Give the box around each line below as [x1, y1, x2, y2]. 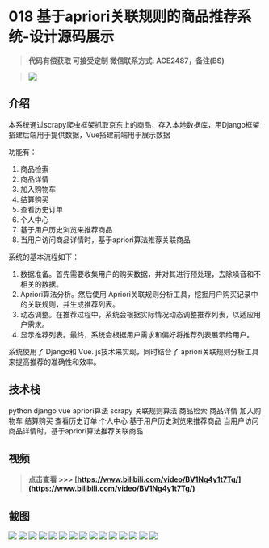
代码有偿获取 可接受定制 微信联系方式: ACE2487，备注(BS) [27, 56, 225, 65]
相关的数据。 [19, 279, 63, 289]
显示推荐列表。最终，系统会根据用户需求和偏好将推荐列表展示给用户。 [19, 329, 254, 339]
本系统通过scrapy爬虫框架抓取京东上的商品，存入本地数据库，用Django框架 [8, 119, 260, 129]
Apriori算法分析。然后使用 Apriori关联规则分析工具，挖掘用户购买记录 [19, 289, 252, 299]
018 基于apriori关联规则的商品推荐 [8, 7, 238, 26]
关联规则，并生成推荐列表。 [27, 299, 120, 309]
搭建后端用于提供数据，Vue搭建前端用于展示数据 [8, 130, 171, 140]
